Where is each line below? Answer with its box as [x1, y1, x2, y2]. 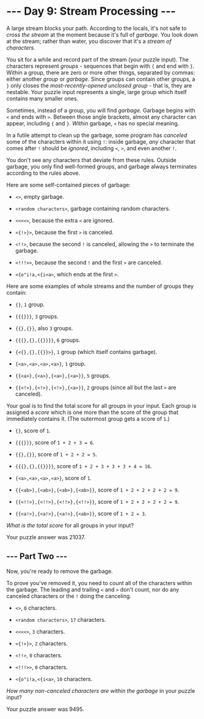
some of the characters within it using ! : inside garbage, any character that [6, 138, 195, 145]
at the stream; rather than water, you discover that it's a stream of [6, 37, 172, 45]
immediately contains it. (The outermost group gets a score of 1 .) [6, 415, 170, 422]
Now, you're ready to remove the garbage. [6, 567, 113, 575]
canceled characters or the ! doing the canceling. [6, 592, 131, 600]
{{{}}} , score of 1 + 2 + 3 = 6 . [15, 438, 95, 446]
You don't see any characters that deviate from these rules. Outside [6, 156, 177, 163]
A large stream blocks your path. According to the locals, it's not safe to [6, 24, 187, 32]
